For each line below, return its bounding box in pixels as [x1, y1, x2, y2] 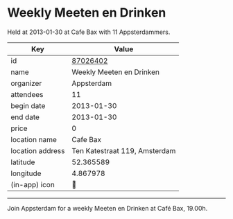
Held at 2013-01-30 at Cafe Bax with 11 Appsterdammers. [7, 28, 171, 36]
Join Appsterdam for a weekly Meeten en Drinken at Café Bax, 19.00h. [7, 204, 208, 212]
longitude [10, 168, 42, 178]
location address [10, 146, 65, 155]
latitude [10, 157, 35, 167]
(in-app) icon [10, 179, 55, 189]
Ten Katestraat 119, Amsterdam [71, 146, 176, 155]
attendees [10, 89, 44, 99]
